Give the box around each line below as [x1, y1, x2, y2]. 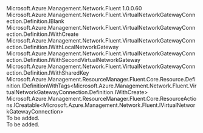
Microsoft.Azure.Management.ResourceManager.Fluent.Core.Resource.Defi [6, 76, 196, 83]
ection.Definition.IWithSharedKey [6, 69, 89, 77]
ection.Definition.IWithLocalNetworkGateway [6, 44, 119, 50]
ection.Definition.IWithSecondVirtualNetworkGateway [6, 56, 141, 63]
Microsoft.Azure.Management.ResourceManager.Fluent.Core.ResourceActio [6, 95, 197, 102]
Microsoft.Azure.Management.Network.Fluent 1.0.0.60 [6, 5, 142, 12]
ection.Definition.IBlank [6, 18, 65, 25]
